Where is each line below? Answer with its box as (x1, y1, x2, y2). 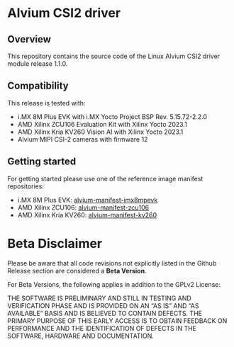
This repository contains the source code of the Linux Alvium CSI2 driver (7, 52, 221, 60)
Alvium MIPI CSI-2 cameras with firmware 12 (17, 135, 148, 143)
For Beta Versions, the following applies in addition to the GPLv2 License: (7, 280, 221, 288)
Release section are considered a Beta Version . (7, 266, 147, 275)
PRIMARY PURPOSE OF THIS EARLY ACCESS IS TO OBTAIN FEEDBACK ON (7, 317, 228, 325)
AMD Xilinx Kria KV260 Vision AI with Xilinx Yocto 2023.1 (17, 127, 184, 136)
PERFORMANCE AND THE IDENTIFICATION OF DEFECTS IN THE (7, 324, 197, 332)
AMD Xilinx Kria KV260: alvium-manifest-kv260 (17, 210, 157, 219)
